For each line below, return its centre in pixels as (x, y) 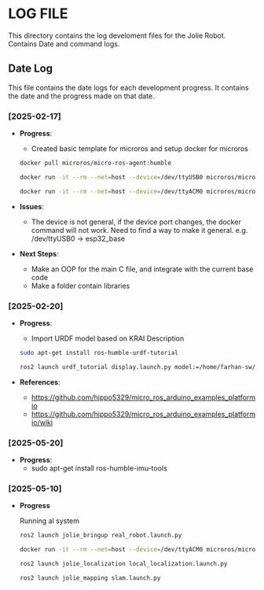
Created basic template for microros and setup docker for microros (140, 149)
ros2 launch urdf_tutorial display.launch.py (95, 367)
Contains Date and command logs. (64, 43)
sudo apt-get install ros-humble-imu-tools (99, 468)
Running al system (49, 521)
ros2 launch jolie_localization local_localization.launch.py (123, 564)
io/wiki (42, 422)
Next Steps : (39, 253)
